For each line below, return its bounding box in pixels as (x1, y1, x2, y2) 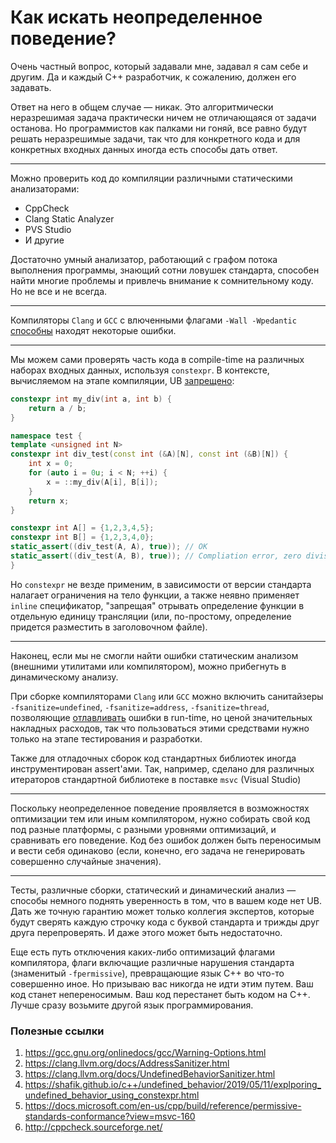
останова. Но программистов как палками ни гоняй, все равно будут (10, 122, 308, 134)
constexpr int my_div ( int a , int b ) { (10, 394, 172, 404)
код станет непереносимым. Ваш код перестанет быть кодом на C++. (10, 988, 311, 1000)
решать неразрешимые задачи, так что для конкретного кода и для (10, 132, 301, 145)
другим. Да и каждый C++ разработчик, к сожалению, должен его (10, 71, 297, 83)
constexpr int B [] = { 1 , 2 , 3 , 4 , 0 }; (10, 532, 155, 543)
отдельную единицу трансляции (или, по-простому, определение (10, 610, 292, 622)
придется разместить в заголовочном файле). (10, 621, 208, 633)
